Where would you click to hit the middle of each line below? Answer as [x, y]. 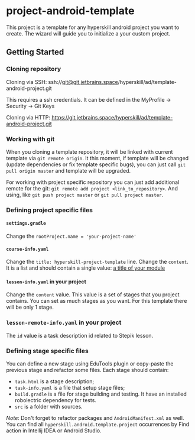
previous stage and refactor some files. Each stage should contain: [87, 370]
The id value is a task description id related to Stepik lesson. [80, 335]
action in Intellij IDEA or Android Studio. [54, 431]
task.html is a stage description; [54, 381]
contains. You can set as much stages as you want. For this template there [97, 301]
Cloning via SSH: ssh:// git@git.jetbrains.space [62, 82]
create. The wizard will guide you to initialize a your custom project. [88, 33]
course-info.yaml [27, 249]
